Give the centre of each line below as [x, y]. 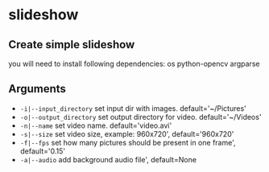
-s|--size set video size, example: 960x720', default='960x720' [127, 133]
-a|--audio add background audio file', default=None [108, 159]
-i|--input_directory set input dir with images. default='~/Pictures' [133, 108]
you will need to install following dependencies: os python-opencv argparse [134, 63]
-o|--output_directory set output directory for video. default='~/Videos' [141, 117]
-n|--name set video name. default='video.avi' [96, 125]
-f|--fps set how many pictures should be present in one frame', [128, 142]
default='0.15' [43, 151]
